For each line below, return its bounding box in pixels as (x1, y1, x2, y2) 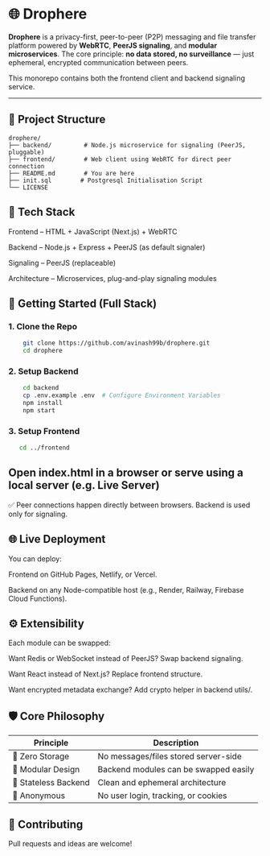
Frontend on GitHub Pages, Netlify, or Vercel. (8, 569, 157, 579)
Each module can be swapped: (8, 638, 111, 648)
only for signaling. (8, 509, 68, 519)
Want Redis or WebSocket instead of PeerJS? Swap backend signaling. (8, 654, 243, 664)
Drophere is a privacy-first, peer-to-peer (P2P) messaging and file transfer (8, 31, 256, 41)
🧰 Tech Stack (8, 205, 76, 219)
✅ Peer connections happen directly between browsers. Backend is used (8, 500, 251, 510)
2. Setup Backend (8, 366, 79, 377)
